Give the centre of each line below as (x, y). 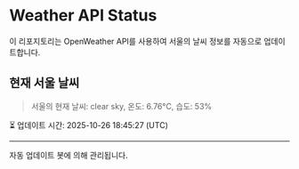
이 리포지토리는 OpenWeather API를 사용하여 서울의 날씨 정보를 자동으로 (136, 41)
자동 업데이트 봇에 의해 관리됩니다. (69, 155)
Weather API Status (83, 16)
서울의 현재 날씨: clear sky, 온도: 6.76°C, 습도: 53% (121, 106)
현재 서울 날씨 (44, 83)
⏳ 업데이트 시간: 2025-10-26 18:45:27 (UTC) (89, 125)
